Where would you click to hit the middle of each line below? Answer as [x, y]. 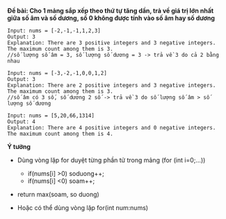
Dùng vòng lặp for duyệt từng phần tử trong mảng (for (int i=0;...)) [111, 160]
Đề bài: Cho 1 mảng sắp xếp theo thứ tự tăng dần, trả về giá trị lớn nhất [111, 11]
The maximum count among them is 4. [60, 134]
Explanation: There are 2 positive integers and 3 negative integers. [112, 85]
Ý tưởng [19, 147]
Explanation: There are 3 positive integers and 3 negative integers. [112, 43]
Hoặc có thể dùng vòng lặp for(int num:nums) [82, 208]
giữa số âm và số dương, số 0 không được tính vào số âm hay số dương [111, 18]
